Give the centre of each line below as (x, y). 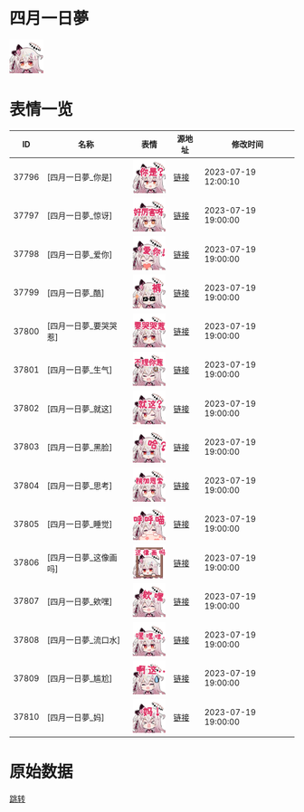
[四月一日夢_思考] (80, 486)
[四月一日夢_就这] (80, 409)
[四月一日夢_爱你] (80, 254)
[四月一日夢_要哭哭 (82, 326)
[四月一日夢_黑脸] (80, 447)
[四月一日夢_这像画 (82, 557)
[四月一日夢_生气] (80, 370)
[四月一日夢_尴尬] (80, 678)
